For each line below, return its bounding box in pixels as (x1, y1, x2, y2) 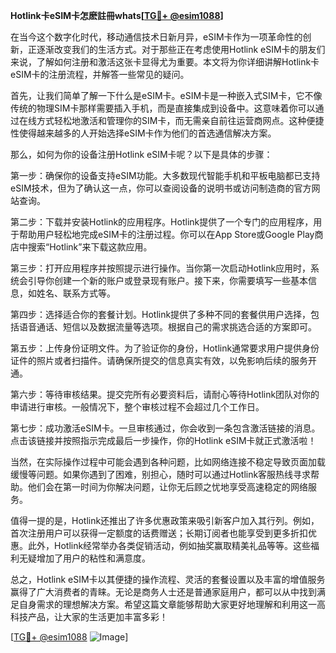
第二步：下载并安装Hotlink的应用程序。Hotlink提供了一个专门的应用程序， (10, 216, 314, 228)
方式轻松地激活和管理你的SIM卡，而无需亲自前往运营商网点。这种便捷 (36, 115, 325, 126)
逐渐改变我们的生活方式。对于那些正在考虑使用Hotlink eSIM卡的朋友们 (36, 44, 326, 55)
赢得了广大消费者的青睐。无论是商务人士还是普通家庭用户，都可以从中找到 (10, 586, 317, 598)
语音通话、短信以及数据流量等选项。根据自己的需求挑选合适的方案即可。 (18, 321, 317, 333)
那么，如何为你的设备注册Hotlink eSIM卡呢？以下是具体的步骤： (10, 149, 273, 160)
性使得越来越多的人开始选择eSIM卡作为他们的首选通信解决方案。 (10, 127, 277, 139)
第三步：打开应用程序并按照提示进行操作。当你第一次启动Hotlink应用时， (10, 262, 312, 274)
